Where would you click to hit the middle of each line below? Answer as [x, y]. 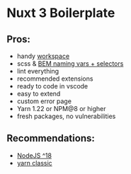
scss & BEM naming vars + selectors [70, 64]
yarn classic [34, 163]
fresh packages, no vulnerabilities [66, 116]
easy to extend [39, 94]
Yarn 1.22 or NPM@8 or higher [62, 109]
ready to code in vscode [52, 86]
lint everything [38, 71]
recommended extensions [55, 79]
